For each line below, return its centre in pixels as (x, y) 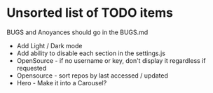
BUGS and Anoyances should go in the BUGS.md (77, 32)
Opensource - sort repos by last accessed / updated (92, 76)
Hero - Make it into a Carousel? (62, 83)
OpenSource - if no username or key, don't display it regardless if (111, 60)
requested (32, 68)
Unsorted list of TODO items (90, 13)
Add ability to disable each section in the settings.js (91, 53)
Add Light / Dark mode (49, 45)
